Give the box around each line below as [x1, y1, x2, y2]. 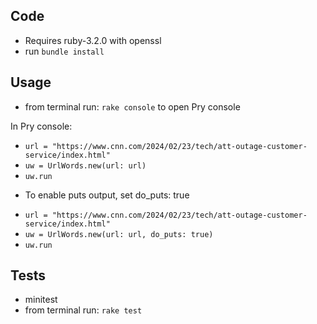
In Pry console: [10, 120, 73, 132]
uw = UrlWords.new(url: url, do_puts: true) [24, 229, 214, 239]
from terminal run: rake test [24, 304, 143, 316]
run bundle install [24, 45, 105, 57]
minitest [24, 294, 58, 306]
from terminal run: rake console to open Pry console [24, 100, 241, 113]
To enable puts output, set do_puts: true [24, 189, 190, 201]
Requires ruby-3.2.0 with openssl [24, 34, 162, 46]
